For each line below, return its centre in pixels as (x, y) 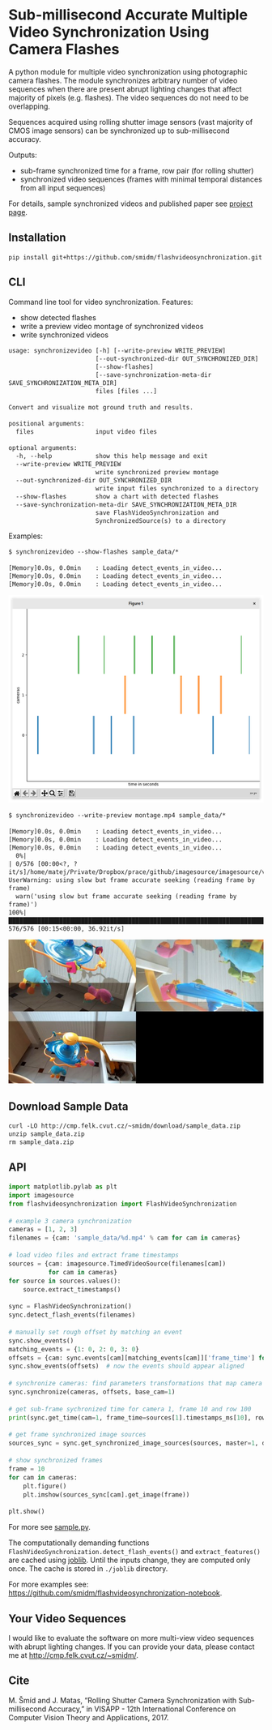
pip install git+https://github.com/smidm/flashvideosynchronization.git (136, 257)
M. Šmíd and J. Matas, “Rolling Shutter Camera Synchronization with (123, 1700)
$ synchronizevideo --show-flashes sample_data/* (94, 552)
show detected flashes (58, 317)
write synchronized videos (64, 335)
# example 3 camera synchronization (70, 1221)
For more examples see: (49, 1584)
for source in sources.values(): (65, 1281)
